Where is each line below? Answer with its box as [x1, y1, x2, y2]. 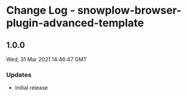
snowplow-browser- [77, 4, 182, 17]
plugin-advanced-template [6, 16, 144, 30]
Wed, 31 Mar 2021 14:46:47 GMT [6, 56, 87, 63]
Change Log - [6, 4, 76, 17]
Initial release [14, 84, 48, 91]
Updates [6, 70, 32, 79]
